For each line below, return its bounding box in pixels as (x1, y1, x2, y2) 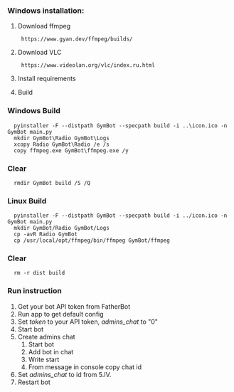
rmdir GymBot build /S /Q (14, 179, 91, 186)
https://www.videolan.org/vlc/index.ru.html (21, 62, 155, 69)
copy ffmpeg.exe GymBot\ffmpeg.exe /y (14, 147, 129, 154)
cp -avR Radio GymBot (14, 231, 78, 238)
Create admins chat (17, 332, 76, 341)
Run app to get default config (17, 309, 105, 318)
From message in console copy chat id (28, 362, 142, 371)
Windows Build (7, 106, 60, 116)
